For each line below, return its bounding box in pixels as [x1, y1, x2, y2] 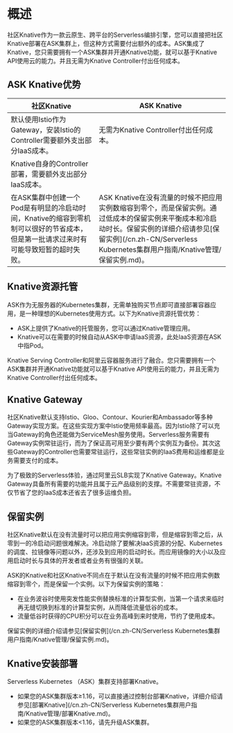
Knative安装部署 [7, 657, 78, 669]
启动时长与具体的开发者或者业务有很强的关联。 [12, 556, 147, 565]
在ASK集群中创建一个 [10, 192, 81, 202]
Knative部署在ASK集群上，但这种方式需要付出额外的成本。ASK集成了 [7, 39, 205, 47]
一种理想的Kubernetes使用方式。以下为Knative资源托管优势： [25, 309, 202, 318]
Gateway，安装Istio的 [10, 125, 81, 135]
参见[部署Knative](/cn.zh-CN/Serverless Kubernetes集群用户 [17, 701, 192, 709]
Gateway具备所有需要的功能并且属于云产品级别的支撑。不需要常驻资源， [7, 480, 215, 488]
